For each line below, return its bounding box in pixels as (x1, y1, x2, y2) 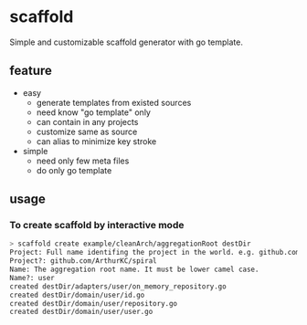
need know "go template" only (36, 107, 151, 118)
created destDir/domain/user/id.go (9, 290, 145, 299)
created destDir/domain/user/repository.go (9, 299, 178, 308)
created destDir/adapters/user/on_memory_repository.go (9, 281, 227, 291)
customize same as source (36, 126, 138, 137)
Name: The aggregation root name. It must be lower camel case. (9, 265, 259, 275)
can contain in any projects (36, 116, 139, 127)
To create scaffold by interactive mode (9, 219, 185, 232)
